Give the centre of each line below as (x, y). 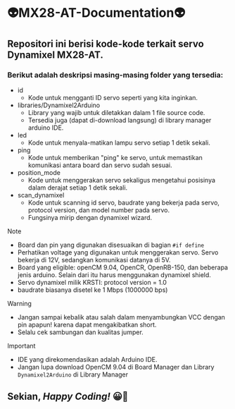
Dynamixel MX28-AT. (56, 55)
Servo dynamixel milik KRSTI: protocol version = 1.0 (92, 282)
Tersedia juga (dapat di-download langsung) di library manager (120, 120)
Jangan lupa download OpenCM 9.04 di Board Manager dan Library (116, 367)
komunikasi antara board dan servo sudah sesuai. (100, 165)
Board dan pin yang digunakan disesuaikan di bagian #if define (111, 245)
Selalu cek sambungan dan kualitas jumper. (81, 332)
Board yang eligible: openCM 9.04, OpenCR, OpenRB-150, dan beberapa (123, 267)
